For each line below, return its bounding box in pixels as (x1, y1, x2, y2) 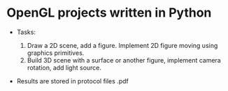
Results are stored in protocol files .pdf (16, 76, 129, 85)
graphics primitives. (27, 49, 85, 57)
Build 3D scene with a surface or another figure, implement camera (27, 56, 221, 64)
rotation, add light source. (27, 63, 102, 72)
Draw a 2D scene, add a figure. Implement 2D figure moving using (27, 41, 218, 49)
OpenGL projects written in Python (6, 5, 212, 21)
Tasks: (16, 28, 36, 36)
